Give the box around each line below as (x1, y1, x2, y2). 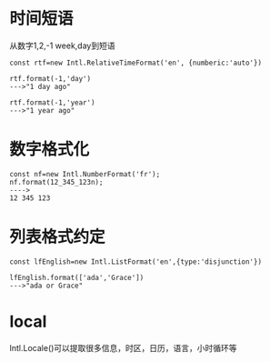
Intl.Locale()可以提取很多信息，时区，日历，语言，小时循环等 (9, 342, 238, 353)
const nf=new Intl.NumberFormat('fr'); (9, 169, 161, 178)
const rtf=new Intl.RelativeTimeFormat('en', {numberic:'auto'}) (9, 58, 262, 67)
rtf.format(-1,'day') (9, 74, 92, 83)
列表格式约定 (9, 226, 106, 247)
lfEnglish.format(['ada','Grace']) (9, 273, 145, 282)
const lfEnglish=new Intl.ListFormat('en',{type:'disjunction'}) (9, 256, 262, 266)
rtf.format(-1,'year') (9, 97, 95, 107)
